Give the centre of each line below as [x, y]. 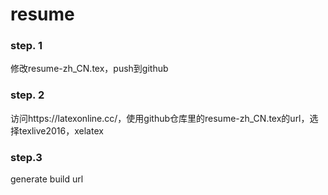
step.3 [26, 157]
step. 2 [27, 95]
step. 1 [26, 46]
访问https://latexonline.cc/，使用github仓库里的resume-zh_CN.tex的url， [160, 118]
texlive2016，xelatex [61, 130]
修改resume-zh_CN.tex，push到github [89, 69]
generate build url [47, 179]
